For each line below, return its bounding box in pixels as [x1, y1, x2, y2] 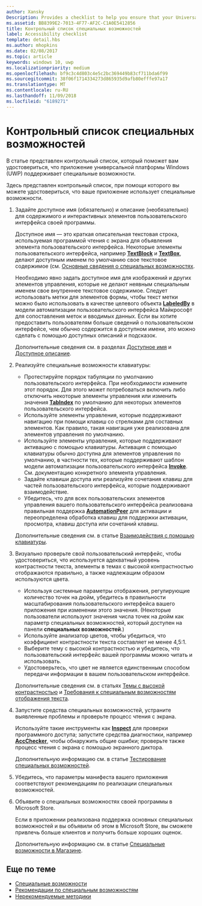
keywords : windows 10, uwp [6, 59, 74, 65]
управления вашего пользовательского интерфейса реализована [23, 501, 193, 508]
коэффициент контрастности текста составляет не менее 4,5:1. [23, 638, 187, 645]
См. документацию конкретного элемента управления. [23, 469, 167, 476]
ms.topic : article [6, 54, 52, 60]
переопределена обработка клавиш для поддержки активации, [23, 514, 188, 521]
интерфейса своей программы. [14, 219, 96, 226]
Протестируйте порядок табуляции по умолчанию [23, 373, 154, 380]
